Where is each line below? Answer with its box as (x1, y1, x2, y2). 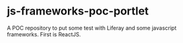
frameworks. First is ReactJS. (7, 30, 81, 38)
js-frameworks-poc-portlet (7, 4, 149, 18)
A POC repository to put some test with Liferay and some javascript (7, 24, 177, 31)
